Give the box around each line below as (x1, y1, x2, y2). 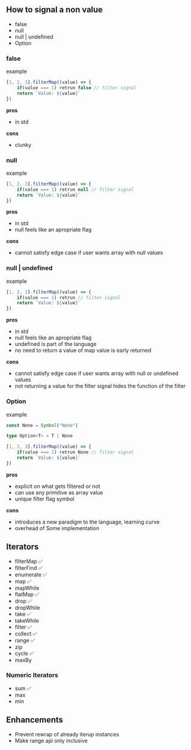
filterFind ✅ (14, 564, 43, 571)
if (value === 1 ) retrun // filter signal (17, 294, 120, 301)
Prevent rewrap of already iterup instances (14, 730, 120, 738)
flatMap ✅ (14, 591, 40, 598)
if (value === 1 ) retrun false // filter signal (17, 84, 136, 91)
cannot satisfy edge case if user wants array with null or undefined (14, 370, 179, 377)
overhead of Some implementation (14, 524, 100, 531)
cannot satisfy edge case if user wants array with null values (14, 249, 163, 256)
